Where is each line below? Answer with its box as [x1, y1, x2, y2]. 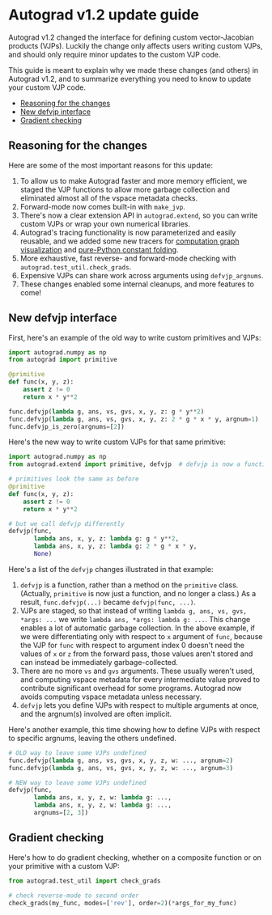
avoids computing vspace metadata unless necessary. [19, 692, 202, 701]
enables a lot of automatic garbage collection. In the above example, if [19, 623, 255, 633]
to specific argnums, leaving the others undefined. [8, 733, 176, 743]
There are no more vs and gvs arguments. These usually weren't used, [19, 666, 255, 676]
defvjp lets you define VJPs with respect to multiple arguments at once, [19, 700, 259, 710]
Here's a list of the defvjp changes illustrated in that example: [8, 564, 214, 574]
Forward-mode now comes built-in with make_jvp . [19, 201, 186, 211]
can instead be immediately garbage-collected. [19, 657, 178, 667]
